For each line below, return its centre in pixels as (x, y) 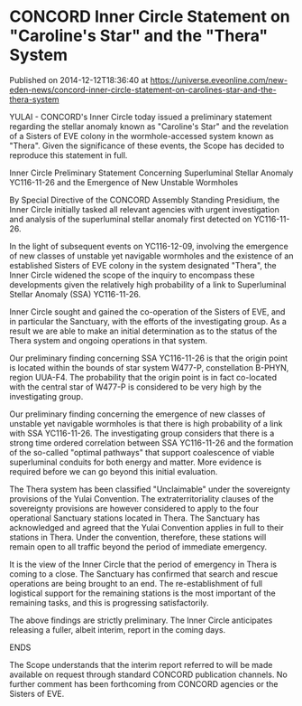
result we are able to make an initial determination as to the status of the (143, 331)
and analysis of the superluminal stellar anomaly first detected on (131, 219)
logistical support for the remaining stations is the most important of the (143, 593)
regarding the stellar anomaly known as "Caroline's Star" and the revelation (149, 126)
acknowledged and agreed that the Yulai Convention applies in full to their (146, 527)
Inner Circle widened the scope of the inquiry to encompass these (132, 275)
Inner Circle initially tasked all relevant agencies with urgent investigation (144, 209)
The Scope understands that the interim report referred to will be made (141, 664)
